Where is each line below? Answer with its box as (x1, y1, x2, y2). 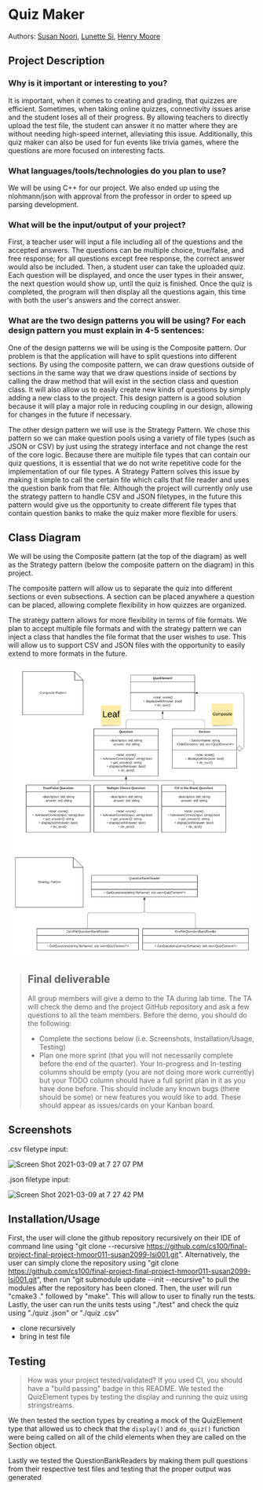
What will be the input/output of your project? (8, 219, 186, 230)
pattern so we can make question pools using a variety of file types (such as (8, 433, 255, 443)
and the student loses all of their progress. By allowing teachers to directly (8, 112, 249, 122)
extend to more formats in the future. (8, 649, 128, 659)
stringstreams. (27, 1401, 75, 1410)
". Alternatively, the (177, 1250, 240, 1259)
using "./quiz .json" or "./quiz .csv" (8, 1309, 119, 1318)
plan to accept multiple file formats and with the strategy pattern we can (8, 624, 242, 634)
